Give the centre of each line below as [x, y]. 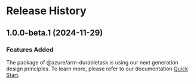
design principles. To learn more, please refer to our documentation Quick [97, 69]
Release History [46, 11]
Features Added [30, 50]
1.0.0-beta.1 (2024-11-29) [55, 33]
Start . [13, 75]
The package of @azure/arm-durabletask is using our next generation [93, 62]
